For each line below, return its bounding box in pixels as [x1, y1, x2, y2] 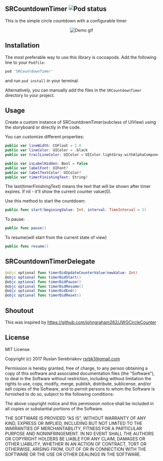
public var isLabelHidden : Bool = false [5, 161, 88, 166]
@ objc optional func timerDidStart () [5, 275, 81, 280]
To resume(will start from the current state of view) [5, 235, 107, 240]
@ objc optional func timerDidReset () [5, 293, 81, 298]
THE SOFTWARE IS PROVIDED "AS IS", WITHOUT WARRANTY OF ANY [5, 415, 147, 421]
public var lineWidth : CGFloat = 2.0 [5, 143, 81, 148]
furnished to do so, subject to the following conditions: [5, 391, 114, 397]
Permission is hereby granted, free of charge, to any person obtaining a [5, 365, 148, 371]
